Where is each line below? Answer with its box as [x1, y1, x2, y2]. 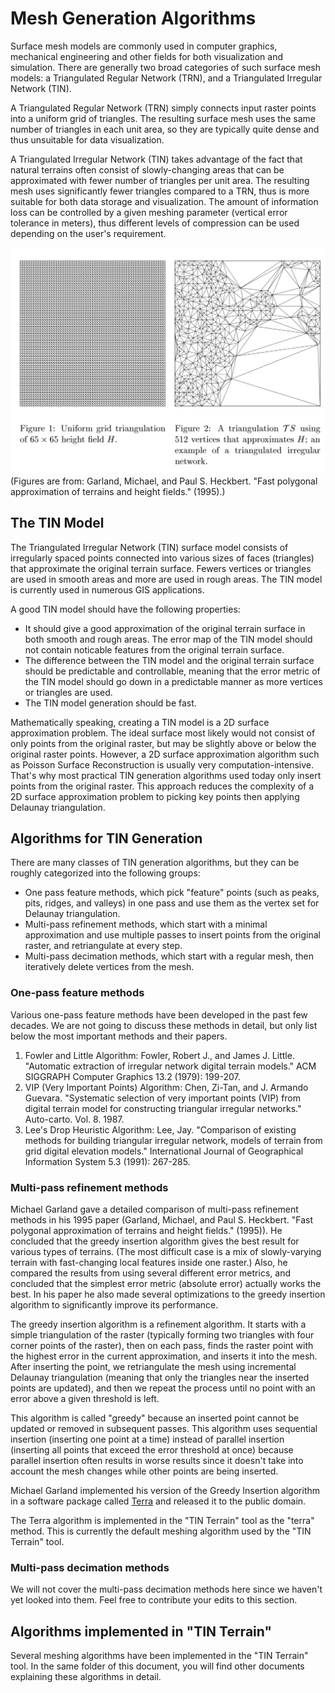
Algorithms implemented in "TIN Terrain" [10, 1623, 272, 1640]
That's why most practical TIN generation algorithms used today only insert [10, 769, 322, 781]
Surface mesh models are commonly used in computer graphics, [10, 40, 278, 52]
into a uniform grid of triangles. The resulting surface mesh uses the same [10, 112, 316, 124]
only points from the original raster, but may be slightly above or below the [10, 737, 317, 749]
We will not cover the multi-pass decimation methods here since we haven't [10, 1583, 323, 1596]
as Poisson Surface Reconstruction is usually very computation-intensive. [10, 758, 315, 771]
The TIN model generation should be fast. [24, 697, 197, 709]
